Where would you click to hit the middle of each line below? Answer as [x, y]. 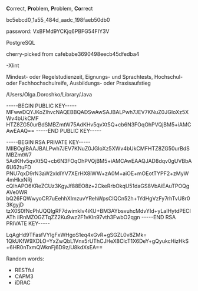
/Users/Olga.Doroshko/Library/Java [49, 94]
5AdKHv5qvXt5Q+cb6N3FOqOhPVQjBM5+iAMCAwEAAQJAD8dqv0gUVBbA [99, 161]
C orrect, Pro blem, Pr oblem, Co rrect [49, 9]
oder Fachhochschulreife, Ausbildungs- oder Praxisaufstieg [79, 83]
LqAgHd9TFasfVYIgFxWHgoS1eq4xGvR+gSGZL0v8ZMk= [77, 235]
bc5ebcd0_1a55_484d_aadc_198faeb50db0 [58, 20]
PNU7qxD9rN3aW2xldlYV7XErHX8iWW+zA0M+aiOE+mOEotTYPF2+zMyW [98, 173]
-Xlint [13, 65]
